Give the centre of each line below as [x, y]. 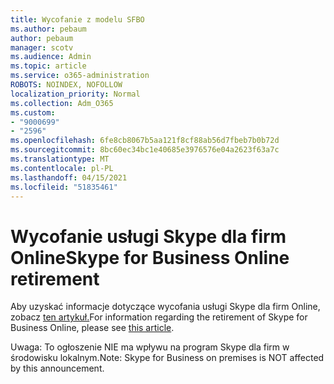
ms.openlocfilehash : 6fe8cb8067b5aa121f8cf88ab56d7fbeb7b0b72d [145, 141]
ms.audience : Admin [51, 57]
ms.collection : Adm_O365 [62, 103]
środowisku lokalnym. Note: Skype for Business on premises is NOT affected [167, 358]
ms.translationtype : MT [60, 159]
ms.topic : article [48, 66]
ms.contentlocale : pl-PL [62, 168]
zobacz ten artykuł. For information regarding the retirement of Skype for [159, 317]
